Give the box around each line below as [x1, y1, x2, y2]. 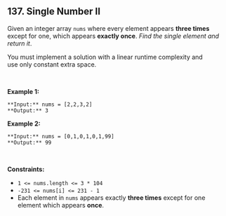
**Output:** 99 [7, 139, 52, 146]
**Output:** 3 [7, 107, 49, 114]
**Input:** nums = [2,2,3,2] [7, 101, 93, 108]
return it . [7, 39, 32, 48]
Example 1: [7, 87, 40, 95]
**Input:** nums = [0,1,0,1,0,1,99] [7, 133, 114, 140]
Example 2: [7, 119, 41, 128]
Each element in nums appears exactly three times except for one [17, 193, 206, 202]
